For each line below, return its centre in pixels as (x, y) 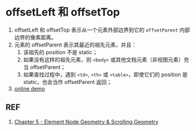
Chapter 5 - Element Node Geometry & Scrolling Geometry (86, 121)
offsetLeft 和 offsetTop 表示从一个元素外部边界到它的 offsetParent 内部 (102, 30)
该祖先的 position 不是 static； (60, 52)
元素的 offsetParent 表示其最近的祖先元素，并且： (75, 45)
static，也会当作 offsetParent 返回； (68, 82)
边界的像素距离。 (35, 37)
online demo (30, 88)
